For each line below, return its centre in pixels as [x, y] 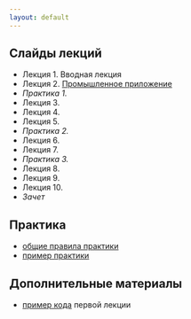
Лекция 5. [41, 121]
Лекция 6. [41, 140]
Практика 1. [45, 93]
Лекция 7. [40, 150]
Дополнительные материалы [96, 283]
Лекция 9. [41, 178]
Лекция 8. [41, 168]
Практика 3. [45, 159]
